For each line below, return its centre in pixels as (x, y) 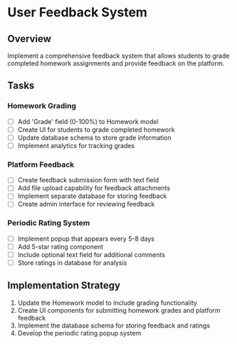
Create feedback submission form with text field (88, 180)
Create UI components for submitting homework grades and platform (119, 310)
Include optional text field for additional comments (91, 254)
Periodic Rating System (49, 223)
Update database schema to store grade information (95, 137)
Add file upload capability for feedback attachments (94, 188)
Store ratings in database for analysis (72, 262)
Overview (30, 39)
